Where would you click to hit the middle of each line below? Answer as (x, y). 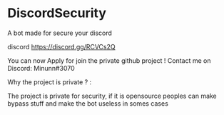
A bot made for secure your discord (60, 33)
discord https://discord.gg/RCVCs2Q (61, 46)
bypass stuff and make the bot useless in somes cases (88, 103)
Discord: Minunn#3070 (41, 68)
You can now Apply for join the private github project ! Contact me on (110, 60)
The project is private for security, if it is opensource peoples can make (112, 96)
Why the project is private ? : (50, 82)
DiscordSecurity (57, 13)
